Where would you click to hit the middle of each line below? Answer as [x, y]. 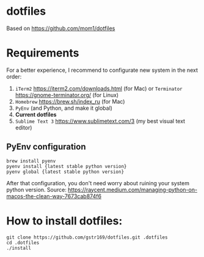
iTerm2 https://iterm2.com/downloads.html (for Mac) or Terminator [99, 88]
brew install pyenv [31, 161]
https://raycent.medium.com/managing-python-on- [133, 190]
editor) [24, 128]
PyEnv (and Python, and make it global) [64, 108]
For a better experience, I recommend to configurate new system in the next [102, 70]
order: [14, 76]
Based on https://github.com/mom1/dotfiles [61, 28]
